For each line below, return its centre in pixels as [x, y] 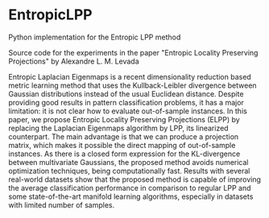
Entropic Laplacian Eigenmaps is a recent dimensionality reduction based [130, 76]
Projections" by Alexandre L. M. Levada [74, 61]
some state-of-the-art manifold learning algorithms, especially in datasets [131, 196]
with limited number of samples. [62, 205]
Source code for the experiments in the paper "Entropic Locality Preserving [133, 52]
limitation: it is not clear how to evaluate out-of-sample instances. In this [128, 111]
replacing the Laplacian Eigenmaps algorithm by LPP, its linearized [118, 128]
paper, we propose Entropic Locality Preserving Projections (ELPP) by [124, 119]
